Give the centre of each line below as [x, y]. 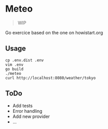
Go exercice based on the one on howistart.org [54, 32]
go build [14, 69]
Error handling [27, 111]
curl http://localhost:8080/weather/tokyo [50, 78]
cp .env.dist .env [24, 60]
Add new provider [31, 116]
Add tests [22, 105]
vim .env [14, 64]
